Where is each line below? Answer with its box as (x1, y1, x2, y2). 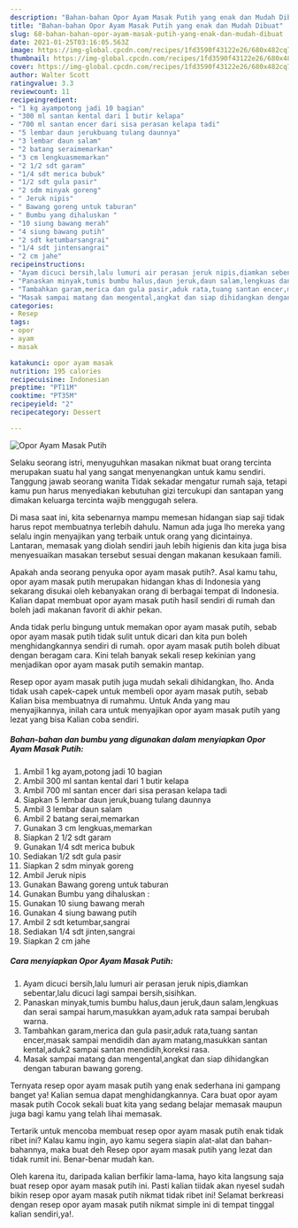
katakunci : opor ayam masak (10, 358, 114, 368)
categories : (10, 301, 54, 310)
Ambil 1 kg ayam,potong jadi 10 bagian (22, 766, 163, 776)
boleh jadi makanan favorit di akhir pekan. (10, 604, 163, 615)
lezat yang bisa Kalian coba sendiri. (10, 714, 140, 725)
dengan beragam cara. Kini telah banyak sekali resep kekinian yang (10, 649, 256, 660)
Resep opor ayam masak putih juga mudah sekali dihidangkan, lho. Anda (10, 676, 275, 687)
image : (10, 46, 34, 55)
